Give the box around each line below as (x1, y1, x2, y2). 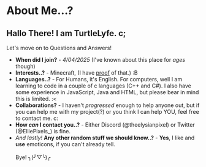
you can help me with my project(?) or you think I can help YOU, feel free (15, 108, 199, 115)
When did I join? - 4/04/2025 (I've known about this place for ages (15, 56, 186, 63)
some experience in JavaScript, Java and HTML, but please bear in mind (15, 89, 199, 95)
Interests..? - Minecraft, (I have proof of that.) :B (15, 69, 138, 76)
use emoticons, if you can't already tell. (15, 141, 115, 147)
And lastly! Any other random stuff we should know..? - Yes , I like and (15, 134, 195, 141)
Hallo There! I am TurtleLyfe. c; (6, 28, 126, 39)
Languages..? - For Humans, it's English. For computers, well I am (15, 76, 183, 83)
